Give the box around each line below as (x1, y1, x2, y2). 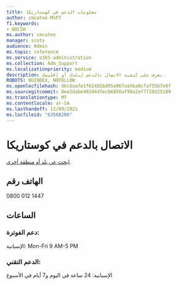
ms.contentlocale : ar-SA (6, 100, 70, 106)
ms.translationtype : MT (6, 94, 67, 101)
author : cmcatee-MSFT (6, 15, 62, 21)
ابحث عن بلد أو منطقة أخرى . (6, 158, 72, 165)
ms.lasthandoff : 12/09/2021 (6, 105, 78, 112)
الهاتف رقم (6, 176, 43, 186)
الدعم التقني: (6, 257, 41, 266)
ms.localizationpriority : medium (6, 66, 92, 72)
